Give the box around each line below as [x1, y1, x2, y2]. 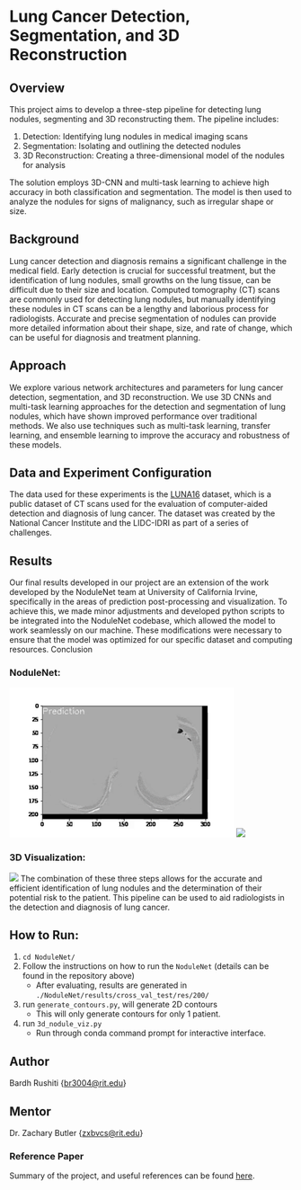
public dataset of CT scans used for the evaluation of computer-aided [9, 499, 268, 510]
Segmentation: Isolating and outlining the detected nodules [22, 141, 241, 151]
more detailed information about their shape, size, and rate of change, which [9, 322, 293, 333]
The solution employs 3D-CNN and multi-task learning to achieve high [9, 177, 270, 188]
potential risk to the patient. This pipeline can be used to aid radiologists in [9, 892, 285, 902]
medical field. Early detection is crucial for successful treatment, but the [9, 265, 276, 276]
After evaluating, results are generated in [35, 980, 187, 990]
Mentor [9, 1104, 52, 1119]
